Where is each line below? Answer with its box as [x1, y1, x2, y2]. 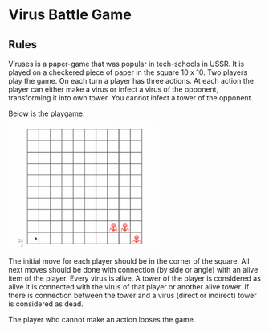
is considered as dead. [8, 299, 84, 309]
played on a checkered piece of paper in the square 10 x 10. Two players [8, 68, 247, 77]
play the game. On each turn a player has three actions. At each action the [8, 76, 255, 85]
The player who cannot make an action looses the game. [8, 314, 196, 324]
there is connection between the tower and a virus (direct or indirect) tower [8, 290, 257, 300]
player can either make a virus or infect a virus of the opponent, [8, 84, 219, 94]
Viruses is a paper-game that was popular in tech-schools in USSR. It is [8, 59, 245, 68]
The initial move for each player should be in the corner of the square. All [8, 256, 251, 266]
